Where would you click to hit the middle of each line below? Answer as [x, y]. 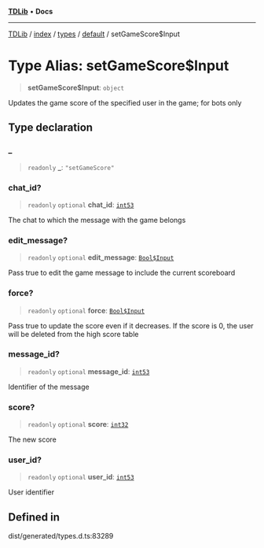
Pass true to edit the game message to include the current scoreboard [122, 273]
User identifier [31, 492]
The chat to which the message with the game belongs [97, 220]
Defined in [34, 517]
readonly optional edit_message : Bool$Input [101, 257]
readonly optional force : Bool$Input [86, 310]
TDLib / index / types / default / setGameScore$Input [94, 34]
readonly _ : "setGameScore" [71, 167]
